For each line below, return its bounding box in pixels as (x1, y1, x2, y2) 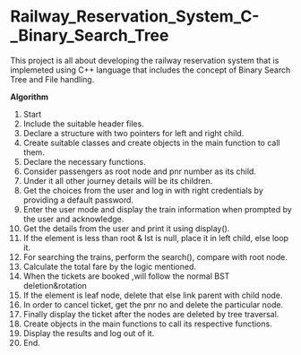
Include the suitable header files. (22, 118, 144, 129)
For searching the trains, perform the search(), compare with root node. (22, 251, 288, 262)
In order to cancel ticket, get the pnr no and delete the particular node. (22, 299, 284, 310)
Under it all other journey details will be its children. (22, 175, 213, 186)
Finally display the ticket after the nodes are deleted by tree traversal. (22, 308, 279, 319)
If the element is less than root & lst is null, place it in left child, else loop (22, 232, 289, 243)
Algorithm (10, 91, 48, 102)
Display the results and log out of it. (22, 327, 155, 338)
